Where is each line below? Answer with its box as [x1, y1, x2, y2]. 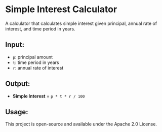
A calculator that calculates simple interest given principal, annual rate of [5, 20, 157, 26]
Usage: [5, 108, 29, 116]
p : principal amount [12, 54, 53, 60]
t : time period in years [12, 59, 59, 65]
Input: [5, 41, 24, 49]
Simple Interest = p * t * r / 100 [12, 93, 85, 99]
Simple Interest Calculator [5, 4, 117, 15]
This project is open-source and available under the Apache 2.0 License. [5, 121, 157, 127]
